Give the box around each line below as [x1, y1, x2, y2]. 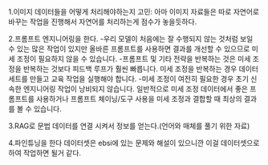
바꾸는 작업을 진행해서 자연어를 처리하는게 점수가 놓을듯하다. [8, 17, 197, 26]
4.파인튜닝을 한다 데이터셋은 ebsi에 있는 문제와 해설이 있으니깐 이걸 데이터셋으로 [8, 139, 260, 147]
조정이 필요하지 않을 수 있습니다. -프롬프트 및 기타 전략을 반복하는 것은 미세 [16, 54, 251, 63]
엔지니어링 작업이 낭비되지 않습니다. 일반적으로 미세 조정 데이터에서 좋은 [22, 84, 249, 94]
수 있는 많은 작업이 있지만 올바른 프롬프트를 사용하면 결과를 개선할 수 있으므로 [8, 44, 250, 54]
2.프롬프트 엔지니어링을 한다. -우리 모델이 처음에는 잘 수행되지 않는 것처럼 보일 [8, 34, 254, 43]
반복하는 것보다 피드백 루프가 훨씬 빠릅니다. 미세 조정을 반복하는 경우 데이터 [22, 64, 259, 74]
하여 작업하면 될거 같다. [8, 148, 82, 158]
